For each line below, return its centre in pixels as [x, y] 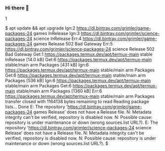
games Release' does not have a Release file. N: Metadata [92, 112]
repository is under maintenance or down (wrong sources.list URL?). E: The [82, 122]
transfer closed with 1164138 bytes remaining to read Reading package [77, 102]
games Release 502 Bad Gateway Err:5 [73, 44]
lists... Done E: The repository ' [36, 107]
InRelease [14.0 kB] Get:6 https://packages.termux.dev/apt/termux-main [79, 60]
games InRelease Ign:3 [57, 34]
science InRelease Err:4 [58, 38]
